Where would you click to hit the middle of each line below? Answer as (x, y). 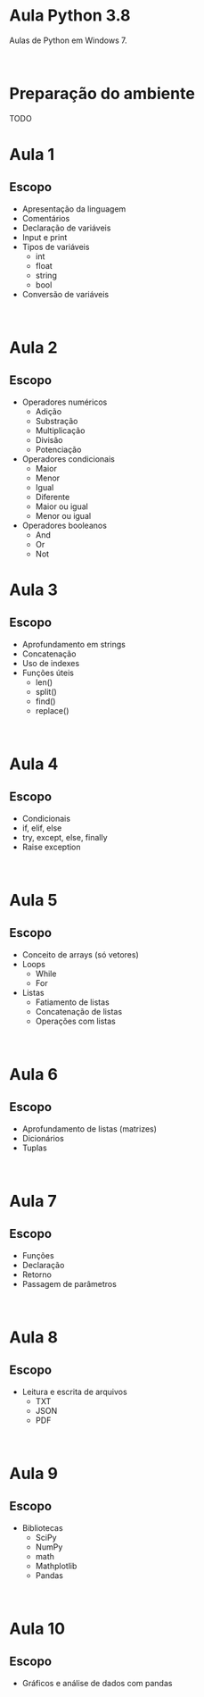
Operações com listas (75, 1021)
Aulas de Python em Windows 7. (68, 40)
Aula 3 (33, 590)
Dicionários (43, 1138)
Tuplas (34, 1148)
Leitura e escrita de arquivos (74, 1392)
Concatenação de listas (79, 1011)
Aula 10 (37, 1629)
